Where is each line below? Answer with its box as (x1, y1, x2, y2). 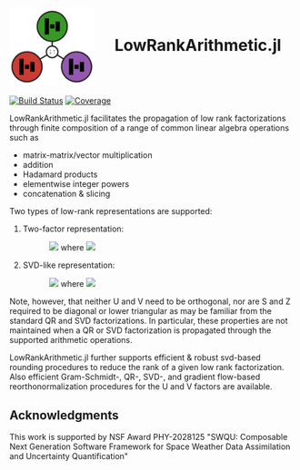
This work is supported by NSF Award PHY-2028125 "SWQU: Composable (9, 431, 288, 442)
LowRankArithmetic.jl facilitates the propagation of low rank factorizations (9, 113, 286, 124)
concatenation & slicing (22, 189, 111, 200)
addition (22, 160, 54, 171)
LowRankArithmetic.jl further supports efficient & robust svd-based (9, 352, 261, 363)
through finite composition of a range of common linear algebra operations (9, 122, 289, 133)
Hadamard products (22, 169, 98, 180)
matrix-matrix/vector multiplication (22, 150, 153, 161)
